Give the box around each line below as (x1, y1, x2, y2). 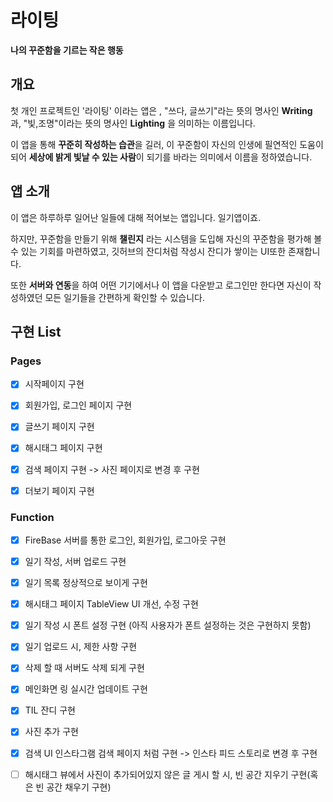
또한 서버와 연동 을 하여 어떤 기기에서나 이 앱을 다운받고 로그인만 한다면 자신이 (10, 279, 312, 291)
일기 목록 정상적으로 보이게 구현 (24, 577, 148, 589)
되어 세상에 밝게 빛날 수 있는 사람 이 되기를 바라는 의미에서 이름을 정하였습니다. (10, 151, 313, 163)
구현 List (10, 323, 62, 340)
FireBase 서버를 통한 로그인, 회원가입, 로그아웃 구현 (24, 534, 227, 546)
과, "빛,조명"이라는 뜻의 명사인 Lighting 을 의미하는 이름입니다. (10, 117, 256, 129)
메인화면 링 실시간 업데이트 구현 (24, 683, 148, 695)
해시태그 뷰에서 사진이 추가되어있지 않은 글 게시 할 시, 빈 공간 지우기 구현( (24, 768, 311, 780)
